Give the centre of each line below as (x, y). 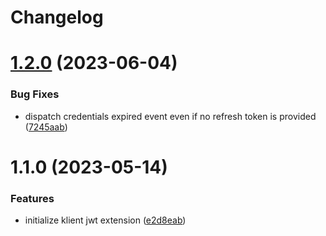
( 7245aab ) (46, 127)
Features (32, 198)
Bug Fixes (35, 94)
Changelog (57, 17)
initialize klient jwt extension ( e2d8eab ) (105, 220)
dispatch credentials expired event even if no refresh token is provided (170, 116)
